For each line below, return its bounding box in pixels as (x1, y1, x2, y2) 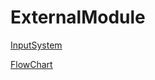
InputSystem (10, 39, 63, 51)
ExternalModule (10, 6, 146, 29)
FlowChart (10, 58, 53, 70)
